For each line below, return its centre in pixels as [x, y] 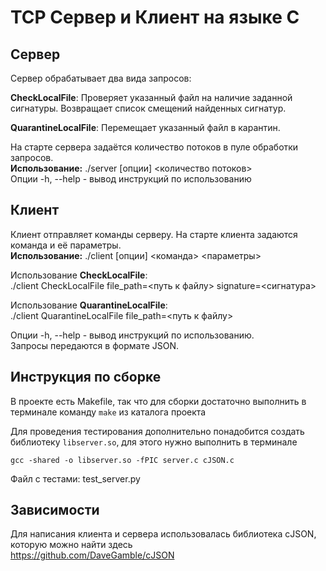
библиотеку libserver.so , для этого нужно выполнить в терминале [154, 442]
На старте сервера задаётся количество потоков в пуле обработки [154, 147]
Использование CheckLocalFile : [79, 275]
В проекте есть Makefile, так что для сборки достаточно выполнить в [158, 401]
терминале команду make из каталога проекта [108, 412]
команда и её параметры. [66, 245]
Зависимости [55, 510]
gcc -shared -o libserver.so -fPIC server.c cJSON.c [122, 460]
